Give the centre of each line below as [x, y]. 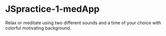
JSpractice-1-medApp [52, 9]
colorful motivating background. [38, 28]
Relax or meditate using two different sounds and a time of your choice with [83, 23]
